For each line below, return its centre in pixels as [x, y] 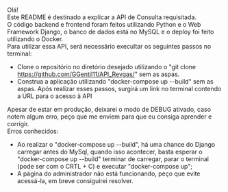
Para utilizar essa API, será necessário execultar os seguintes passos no [109, 46]
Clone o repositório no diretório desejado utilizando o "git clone [106, 67]
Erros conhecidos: [33, 131]
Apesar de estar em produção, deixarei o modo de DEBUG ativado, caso [109, 109]
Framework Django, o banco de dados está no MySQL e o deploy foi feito [111, 32]
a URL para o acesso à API [54, 96]
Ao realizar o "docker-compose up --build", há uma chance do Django [116, 144]
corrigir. [18, 124]
